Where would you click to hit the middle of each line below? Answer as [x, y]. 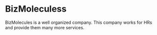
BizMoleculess [36, 9]
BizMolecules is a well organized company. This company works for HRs [79, 22]
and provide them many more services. [45, 27]
